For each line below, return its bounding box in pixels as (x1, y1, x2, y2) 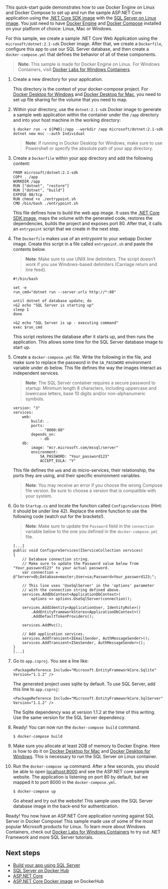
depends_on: (31, 432, 56, 437)
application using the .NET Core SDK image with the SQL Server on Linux (5, 15, 156, 21)
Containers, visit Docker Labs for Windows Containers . (17, 66, 131, 72)
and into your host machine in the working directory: (12, 117, 121, 123)
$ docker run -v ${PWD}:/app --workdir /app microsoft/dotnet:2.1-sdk (12, 127, 163, 132)
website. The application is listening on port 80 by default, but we (12, 774, 148, 780)
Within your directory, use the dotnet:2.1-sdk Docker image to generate (12, 107, 161, 112)
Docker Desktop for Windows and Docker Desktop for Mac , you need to (12, 92, 161, 97)
